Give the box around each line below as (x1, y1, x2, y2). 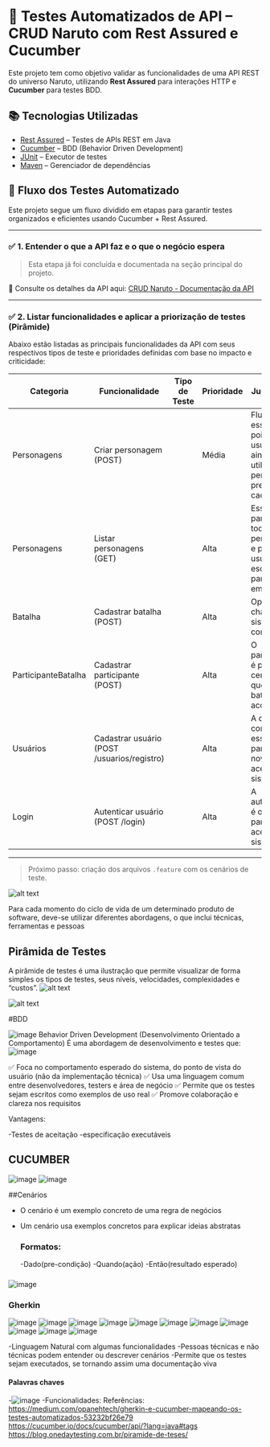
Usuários (12, 743, 47, 754)
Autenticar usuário (93, 806, 164, 818)
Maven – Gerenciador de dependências (19, 160, 151, 170)
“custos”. (8, 982, 39, 992)
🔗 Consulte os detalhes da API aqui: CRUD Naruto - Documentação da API (8, 283, 255, 293)
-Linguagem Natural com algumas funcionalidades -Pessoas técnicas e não (8, 1342, 260, 1351)
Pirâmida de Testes (8, 945, 107, 958)
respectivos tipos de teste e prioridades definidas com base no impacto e (8, 348, 252, 358)
